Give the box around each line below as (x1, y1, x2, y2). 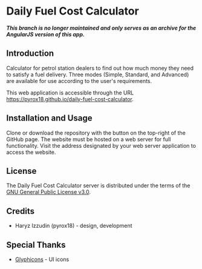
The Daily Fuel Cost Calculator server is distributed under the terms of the (6, 182, 191, 189)
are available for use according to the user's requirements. (6, 77, 152, 84)
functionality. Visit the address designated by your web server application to (6, 142, 197, 149)
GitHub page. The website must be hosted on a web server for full (6, 135, 171, 143)
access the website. (6, 148, 56, 156)
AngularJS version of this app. (6, 30, 85, 38)
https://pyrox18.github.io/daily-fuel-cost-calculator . (6, 95, 134, 102)
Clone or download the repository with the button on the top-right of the (6, 129, 186, 136)
